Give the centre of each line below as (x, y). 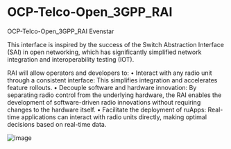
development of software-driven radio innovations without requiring (104, 102)
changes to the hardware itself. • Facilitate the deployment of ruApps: (107, 109)
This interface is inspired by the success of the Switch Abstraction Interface (115, 44)
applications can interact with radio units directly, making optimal (114, 117)
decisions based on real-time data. (57, 124)
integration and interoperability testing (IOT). (71, 59)
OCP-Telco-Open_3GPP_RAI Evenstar (61, 31)
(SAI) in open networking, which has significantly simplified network (104, 52)
